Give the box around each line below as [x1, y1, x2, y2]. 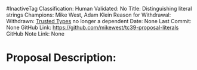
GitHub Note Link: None [6, 30, 64, 37]
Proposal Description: [6, 51, 116, 65]
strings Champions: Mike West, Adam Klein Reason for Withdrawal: [6, 11, 171, 18]
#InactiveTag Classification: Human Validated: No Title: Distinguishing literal [6, 5, 192, 12]
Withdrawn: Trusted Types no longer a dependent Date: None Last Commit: [6, 18, 192, 24]
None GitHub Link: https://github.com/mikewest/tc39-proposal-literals [6, 24, 179, 31]
